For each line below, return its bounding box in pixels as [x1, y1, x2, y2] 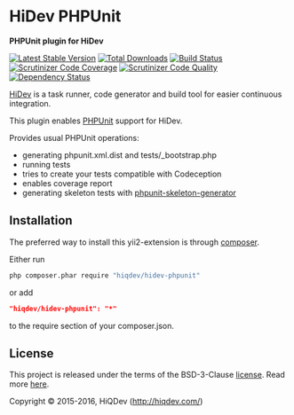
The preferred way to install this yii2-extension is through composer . [9, 237, 260, 247]
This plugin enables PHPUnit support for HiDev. [9, 115, 183, 126]
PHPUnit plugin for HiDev [9, 35, 104, 46]
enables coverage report [21, 177, 113, 188]
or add [9, 286, 34, 298]
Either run [9, 254, 45, 264]
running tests [21, 159, 71, 169]
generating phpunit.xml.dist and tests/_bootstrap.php [21, 149, 218, 161]
